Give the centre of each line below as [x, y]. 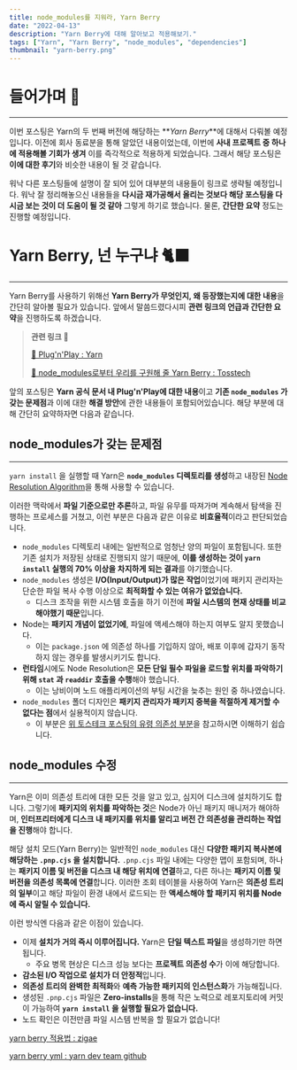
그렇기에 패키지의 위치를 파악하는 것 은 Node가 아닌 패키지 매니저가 [142, 808]
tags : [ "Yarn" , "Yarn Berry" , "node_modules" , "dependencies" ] [128, 42]
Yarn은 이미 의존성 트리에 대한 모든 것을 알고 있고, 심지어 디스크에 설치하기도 [141, 796]
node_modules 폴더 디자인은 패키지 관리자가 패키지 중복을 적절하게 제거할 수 [151, 702]
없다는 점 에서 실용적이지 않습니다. [80, 712]
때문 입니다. [85, 613]
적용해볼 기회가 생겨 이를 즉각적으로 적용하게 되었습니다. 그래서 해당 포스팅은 [150, 154]
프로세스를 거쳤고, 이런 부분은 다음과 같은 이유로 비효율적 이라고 [141, 516]
